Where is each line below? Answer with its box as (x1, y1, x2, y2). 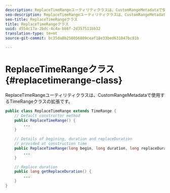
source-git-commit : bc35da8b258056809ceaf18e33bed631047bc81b (5, 36, 139, 41)
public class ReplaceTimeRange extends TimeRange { (5, 108, 116, 113)
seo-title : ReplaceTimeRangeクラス (5, 17, 78, 22)
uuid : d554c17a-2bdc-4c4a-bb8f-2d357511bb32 (5, 26, 101, 31)
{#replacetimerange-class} (5, 74, 123, 86)
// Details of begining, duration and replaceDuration (14, 136, 133, 142)
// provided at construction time (14, 141, 87, 146)
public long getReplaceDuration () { (14, 169, 92, 174)
